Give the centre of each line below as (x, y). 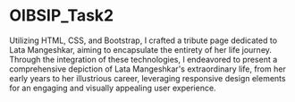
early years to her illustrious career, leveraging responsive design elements (147, 78)
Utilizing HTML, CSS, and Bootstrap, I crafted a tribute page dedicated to (143, 40)
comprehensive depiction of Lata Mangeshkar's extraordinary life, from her (147, 69)
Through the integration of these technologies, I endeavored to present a (143, 59)
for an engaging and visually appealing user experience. (113, 88)
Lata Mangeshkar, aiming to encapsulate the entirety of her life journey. (141, 49)
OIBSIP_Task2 (62, 16)
